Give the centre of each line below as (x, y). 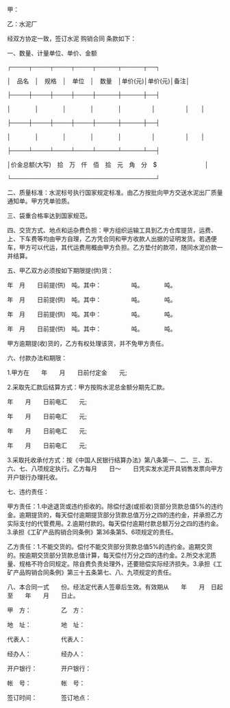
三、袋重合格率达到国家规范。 (49, 215)
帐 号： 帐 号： (46, 683)
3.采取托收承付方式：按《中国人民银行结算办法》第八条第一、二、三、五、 (112, 460)
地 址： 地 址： (46, 625)
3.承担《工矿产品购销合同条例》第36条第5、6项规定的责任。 (92, 532)
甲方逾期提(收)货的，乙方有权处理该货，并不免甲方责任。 (87, 343)
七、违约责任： (28, 492)
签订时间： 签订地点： (49, 697)
